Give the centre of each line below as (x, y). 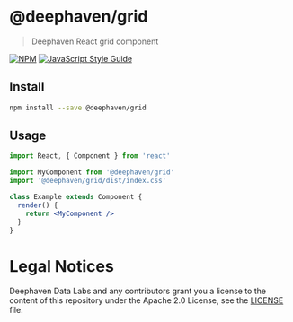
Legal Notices (62, 266)
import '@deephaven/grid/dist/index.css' (88, 181)
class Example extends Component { (76, 197)
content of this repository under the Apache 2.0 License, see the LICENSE (146, 300)
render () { (38, 205)
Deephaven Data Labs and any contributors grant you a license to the (138, 291)
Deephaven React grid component (95, 41)
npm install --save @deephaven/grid (78, 108)
